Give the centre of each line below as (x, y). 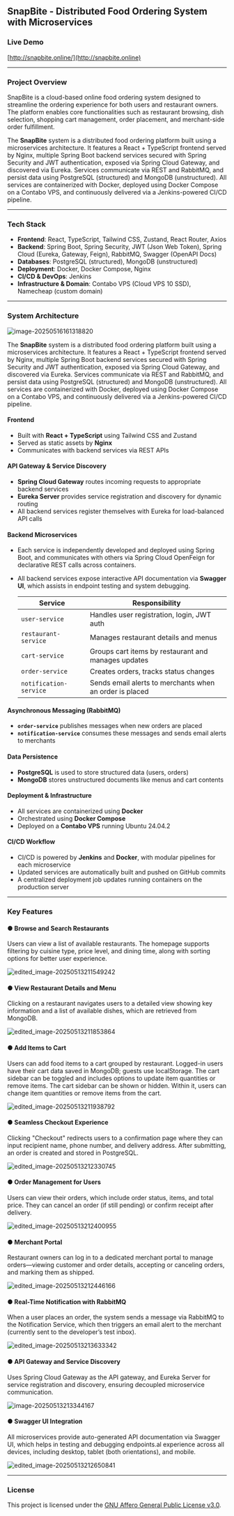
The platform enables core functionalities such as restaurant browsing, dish (116, 112)
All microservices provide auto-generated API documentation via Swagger (114, 1437)
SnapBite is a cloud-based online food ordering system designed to (104, 97)
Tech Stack (27, 224)
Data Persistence (32, 757)
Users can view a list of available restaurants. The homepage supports (109, 943)
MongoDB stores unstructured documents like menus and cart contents (120, 780)
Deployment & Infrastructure (49, 796)
